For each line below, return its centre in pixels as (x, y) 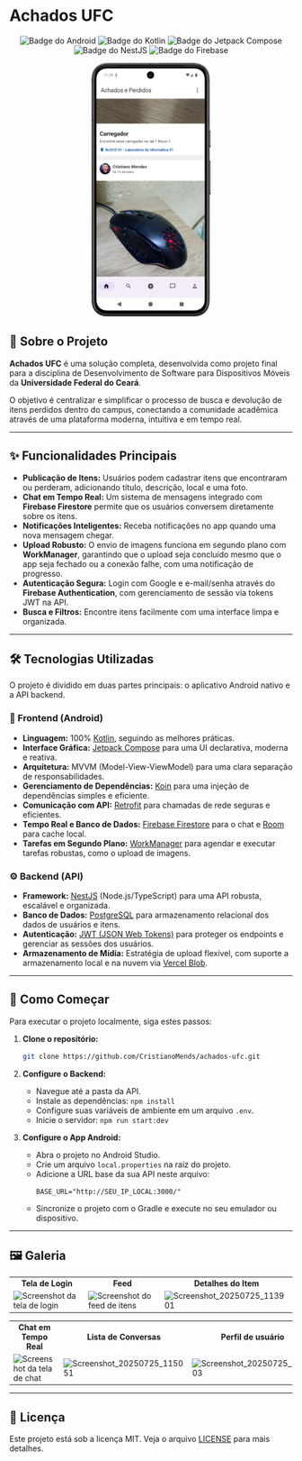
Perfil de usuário (253, 1337)
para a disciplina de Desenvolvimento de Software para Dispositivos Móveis (150, 373)
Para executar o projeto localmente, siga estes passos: (111, 1021)
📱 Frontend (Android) (56, 718)
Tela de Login (47, 1283)
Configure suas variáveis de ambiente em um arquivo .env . (145, 1110)
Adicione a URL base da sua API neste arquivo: (123, 1173)
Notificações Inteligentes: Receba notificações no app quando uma (149, 525)
